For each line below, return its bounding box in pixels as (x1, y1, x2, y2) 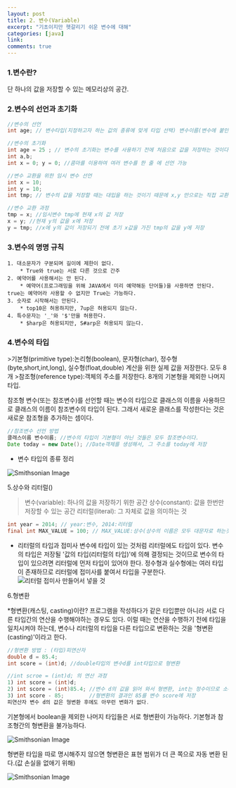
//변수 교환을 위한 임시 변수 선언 (7, 172, 93, 180)
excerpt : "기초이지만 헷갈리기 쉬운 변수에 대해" (7, 23, 132, 30)
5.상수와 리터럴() (7, 483, 53, 492)
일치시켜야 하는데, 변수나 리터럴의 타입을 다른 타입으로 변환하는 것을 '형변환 (7, 624, 214, 632)
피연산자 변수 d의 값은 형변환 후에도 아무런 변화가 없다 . (7, 699, 150, 706)
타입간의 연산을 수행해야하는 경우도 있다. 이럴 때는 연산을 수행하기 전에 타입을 (14, 615, 227, 623)
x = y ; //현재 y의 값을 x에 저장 (7, 218, 93, 225)
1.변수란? (7, 68, 37, 77)
